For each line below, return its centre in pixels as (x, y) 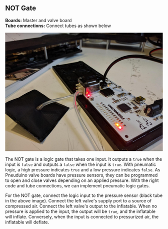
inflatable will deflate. (27, 222)
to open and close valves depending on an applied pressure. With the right (82, 180)
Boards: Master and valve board (38, 20)
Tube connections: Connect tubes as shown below (58, 26)
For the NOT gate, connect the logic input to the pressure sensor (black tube (84, 195)
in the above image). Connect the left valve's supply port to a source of (78, 201)
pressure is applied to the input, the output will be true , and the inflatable (80, 211)
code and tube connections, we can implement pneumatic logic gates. (77, 186)
